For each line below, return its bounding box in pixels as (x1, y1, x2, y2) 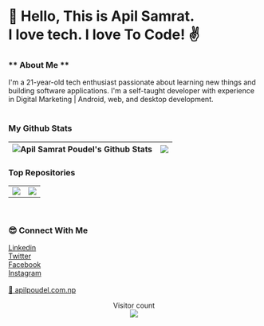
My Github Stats (8, 123, 73, 134)
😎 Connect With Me (8, 225, 89, 236)
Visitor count (112, 300, 156, 310)
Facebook (8, 260, 41, 269)
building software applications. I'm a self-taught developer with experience (8, 86, 255, 96)
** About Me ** (8, 60, 69, 71)
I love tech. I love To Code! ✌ (8, 26, 200, 44)
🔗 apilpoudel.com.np (8, 285, 77, 295)
